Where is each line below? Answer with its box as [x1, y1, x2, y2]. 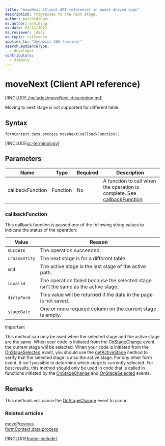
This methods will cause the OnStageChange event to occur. [5, 397, 128, 403]
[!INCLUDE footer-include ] [5, 436, 57, 442]
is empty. [40, 312, 61, 319]
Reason [90, 239, 108, 246]
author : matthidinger [5, 16, 50, 21]
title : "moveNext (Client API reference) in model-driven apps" [5, 7, 139, 12]
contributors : [5, 53, 34, 58]
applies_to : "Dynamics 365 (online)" [5, 39, 82, 44]
